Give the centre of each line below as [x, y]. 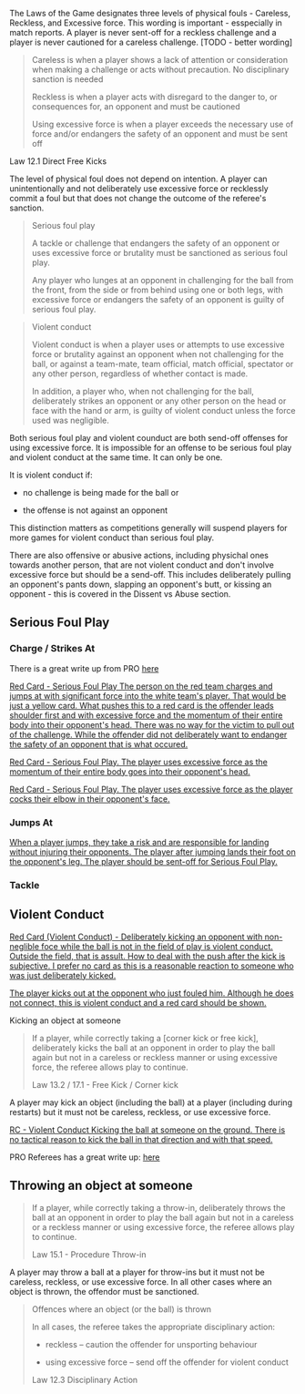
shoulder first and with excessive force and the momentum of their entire [146, 715]
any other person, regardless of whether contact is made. [140, 374]
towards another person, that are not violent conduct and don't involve [142, 565]
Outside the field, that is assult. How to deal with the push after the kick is [147, 956]
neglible [24, 946]
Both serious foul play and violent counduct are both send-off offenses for [149, 438]
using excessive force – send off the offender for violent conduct [167, 1362]
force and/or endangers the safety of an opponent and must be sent [160, 134]
